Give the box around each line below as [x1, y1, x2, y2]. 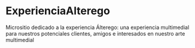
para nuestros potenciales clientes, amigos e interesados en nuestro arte [5, 30, 185, 37]
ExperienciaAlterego [5, 4, 110, 18]
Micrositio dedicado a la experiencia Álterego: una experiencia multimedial [5, 24, 190, 31]
